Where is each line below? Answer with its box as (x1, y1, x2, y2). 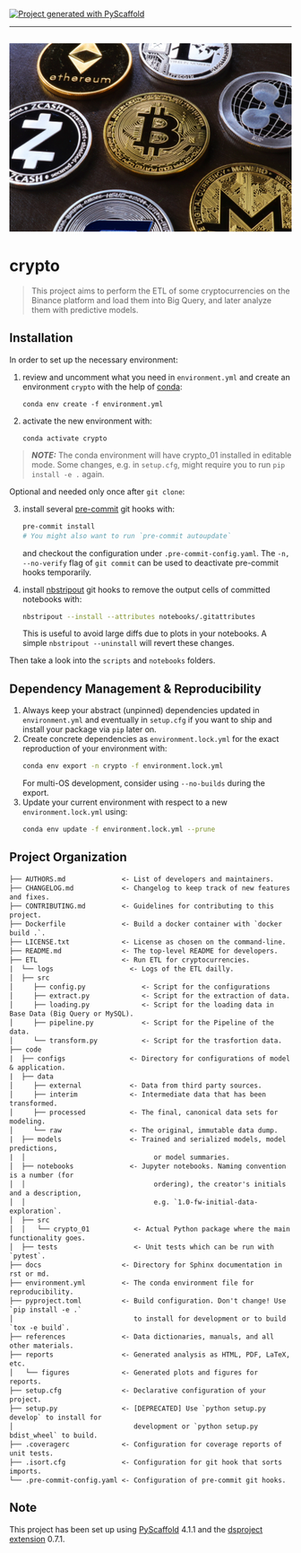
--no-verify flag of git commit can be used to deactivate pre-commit (21, 557, 279, 568)
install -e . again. (30, 468, 105, 479)
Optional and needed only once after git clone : (9, 485, 185, 497)
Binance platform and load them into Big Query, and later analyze (30, 295, 272, 305)
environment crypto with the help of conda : (21, 381, 183, 392)
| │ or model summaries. (9, 1153, 230, 1162)
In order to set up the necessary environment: (9, 354, 178, 365)
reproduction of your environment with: (21, 743, 168, 754)
